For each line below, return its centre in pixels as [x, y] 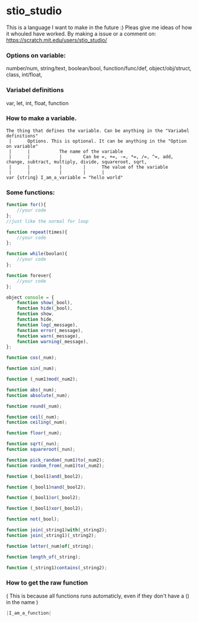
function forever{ [29, 275]
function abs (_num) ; [32, 390]
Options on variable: [36, 55]
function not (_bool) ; [33, 519]
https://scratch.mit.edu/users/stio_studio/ [57, 40]
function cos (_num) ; [32, 358]
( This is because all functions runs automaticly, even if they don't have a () [98, 596]
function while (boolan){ [37, 254]
